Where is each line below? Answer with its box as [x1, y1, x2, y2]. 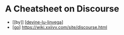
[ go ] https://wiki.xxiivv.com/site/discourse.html [12, 24, 107, 30]
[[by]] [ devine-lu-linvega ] [12, 19, 64, 25]
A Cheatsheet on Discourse [5, 3, 119, 14]
